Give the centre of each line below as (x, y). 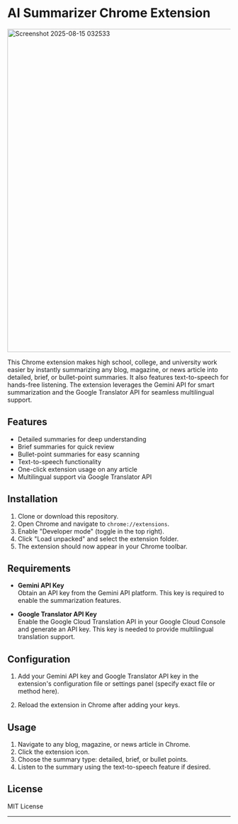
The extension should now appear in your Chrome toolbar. (102, 546)
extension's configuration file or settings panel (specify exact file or (116, 684)
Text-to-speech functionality (59, 461)
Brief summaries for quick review (66, 446)
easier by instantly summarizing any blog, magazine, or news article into (113, 369)
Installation (33, 499)
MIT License (25, 806)
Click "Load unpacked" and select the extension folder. (98, 538)
